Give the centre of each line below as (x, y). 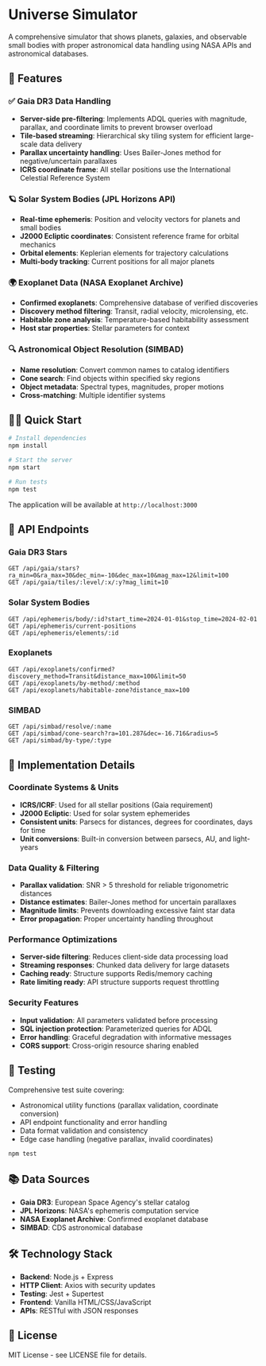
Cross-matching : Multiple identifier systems (93, 395)
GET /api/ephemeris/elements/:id (64, 633)
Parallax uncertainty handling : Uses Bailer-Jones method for (120, 152)
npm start (25, 467)
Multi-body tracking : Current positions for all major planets (117, 261)
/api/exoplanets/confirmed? (69, 669)
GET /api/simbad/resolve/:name (60, 727)
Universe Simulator (73, 15)
